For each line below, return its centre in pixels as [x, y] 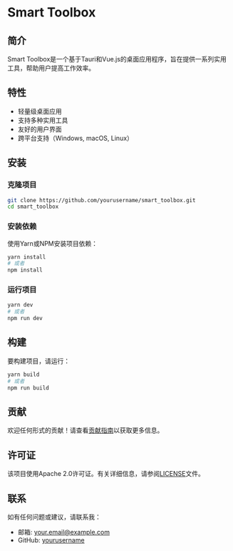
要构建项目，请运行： [38, 361]
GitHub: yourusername [51, 540]
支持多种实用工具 [43, 120]
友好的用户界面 [40, 129]
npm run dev [25, 319]
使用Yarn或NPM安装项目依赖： [53, 243]
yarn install [27, 257]
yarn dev [20, 305]
